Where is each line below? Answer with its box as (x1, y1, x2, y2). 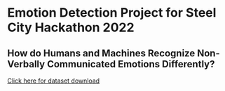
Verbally (7, 58, 46, 70)
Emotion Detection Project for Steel (7, 5, 217, 21)
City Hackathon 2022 (7, 19, 135, 35)
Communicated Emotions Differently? (46, 58, 215, 70)
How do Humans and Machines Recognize (7, 47, 196, 59)
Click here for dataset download (7, 76, 100, 85)
